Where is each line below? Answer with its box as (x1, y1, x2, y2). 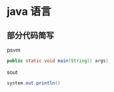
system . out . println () (7, 80, 61, 86)
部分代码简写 (7, 30, 54, 40)
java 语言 (7, 5, 51, 18)
